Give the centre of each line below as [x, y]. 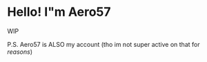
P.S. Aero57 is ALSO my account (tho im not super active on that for [103, 44]
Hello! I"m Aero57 [59, 12]
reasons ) [20, 52]
